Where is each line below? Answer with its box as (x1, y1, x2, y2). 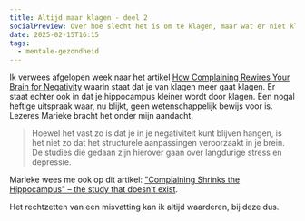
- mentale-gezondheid (17, 47, 100, 56)
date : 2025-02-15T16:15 (9, 30, 100, 39)
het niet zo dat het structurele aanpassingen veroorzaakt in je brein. (31, 138, 285, 149)
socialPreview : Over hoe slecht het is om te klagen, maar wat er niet (9, 22, 286, 31)
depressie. (31, 157, 72, 168)
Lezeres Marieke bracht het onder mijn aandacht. (9, 110, 193, 121)
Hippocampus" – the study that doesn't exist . (9, 184, 179, 195)
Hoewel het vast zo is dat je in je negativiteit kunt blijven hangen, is (31, 128, 283, 139)
